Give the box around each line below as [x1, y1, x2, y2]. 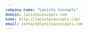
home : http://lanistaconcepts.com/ [5, 16, 81, 21]
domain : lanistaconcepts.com [5, 12, 67, 17]
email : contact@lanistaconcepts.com [5, 21, 83, 26]
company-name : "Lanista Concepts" [5, 7, 79, 12]
